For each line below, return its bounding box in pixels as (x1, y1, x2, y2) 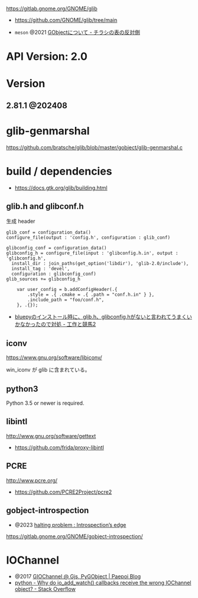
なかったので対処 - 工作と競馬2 (20, 321, 96, 328)
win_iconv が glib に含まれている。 (6, 366, 90, 373)
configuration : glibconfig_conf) (11, 271, 96, 277)
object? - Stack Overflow (14, 586, 76, 593)
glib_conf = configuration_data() (6, 229, 92, 236)
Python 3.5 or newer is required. (6, 399, 85, 407)
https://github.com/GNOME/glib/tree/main (14, 17, 118, 23)
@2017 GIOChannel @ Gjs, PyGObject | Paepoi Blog (14, 573, 141, 580)
